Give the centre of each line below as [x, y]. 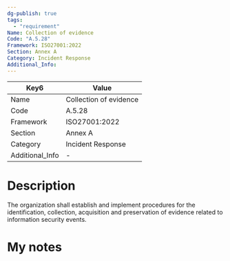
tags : [15, 20]
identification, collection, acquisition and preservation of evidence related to [115, 212]
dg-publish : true [32, 13]
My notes [34, 247]
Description [41, 185]
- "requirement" [36, 26]
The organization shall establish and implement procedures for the [101, 205]
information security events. [47, 219]
